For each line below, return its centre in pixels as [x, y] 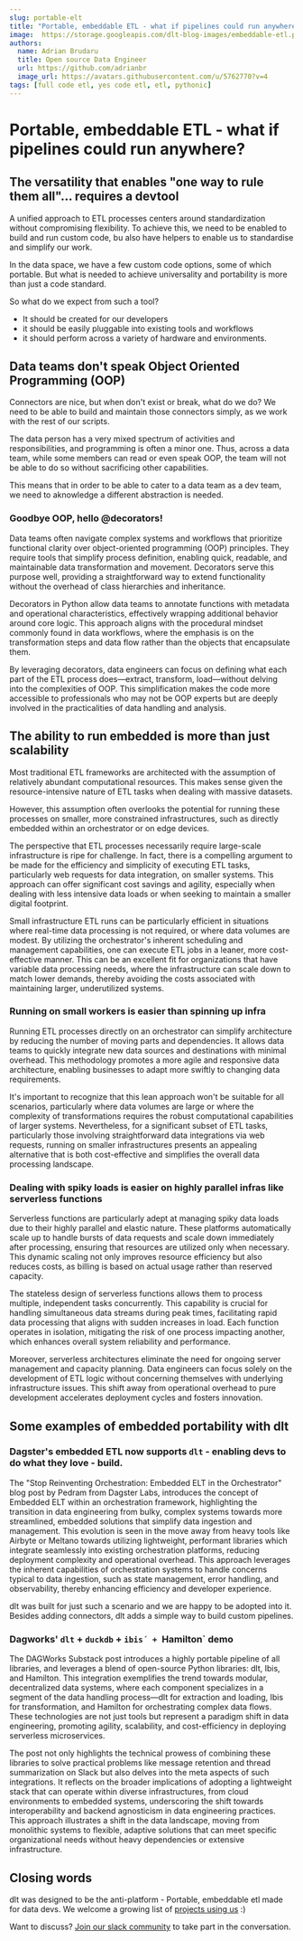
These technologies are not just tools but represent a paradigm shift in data [149, 1717]
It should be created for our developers [95, 318]
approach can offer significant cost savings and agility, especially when [142, 884]
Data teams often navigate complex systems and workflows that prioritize [146, 538]
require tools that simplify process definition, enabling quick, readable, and [148, 557]
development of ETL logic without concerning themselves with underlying [147, 1378]
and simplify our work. [51, 247]
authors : [26, 43]
